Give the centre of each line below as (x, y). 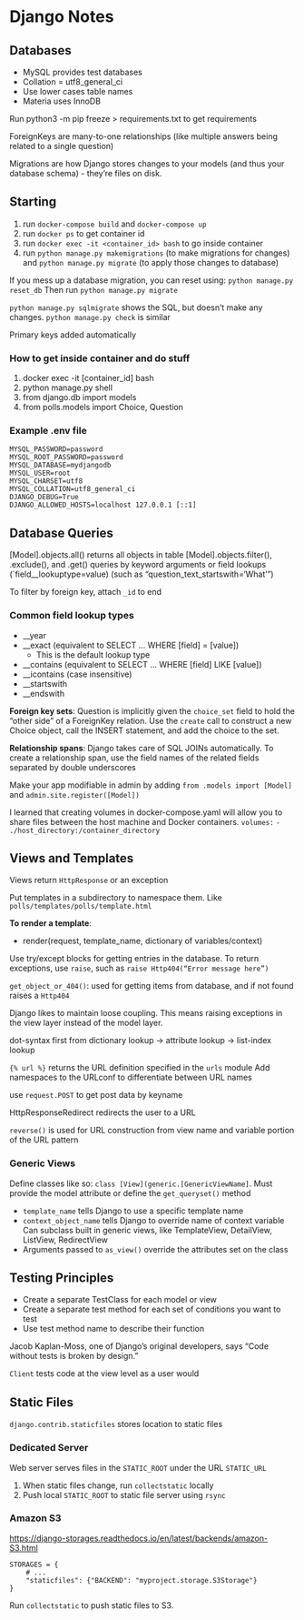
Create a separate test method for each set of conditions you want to (152, 1309)
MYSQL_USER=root (40, 473)
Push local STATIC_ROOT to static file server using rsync (124, 1494)
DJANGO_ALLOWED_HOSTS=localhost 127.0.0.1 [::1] (103, 505)
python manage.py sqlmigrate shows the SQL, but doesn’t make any (136, 307)
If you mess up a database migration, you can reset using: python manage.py (151, 280)
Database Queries (61, 533)
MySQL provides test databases (82, 72)
